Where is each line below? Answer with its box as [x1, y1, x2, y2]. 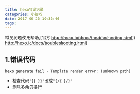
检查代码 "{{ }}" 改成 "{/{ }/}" [12, 78, 73, 84]
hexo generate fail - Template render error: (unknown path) [5, 69, 131, 74]
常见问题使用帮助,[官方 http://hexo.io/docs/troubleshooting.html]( [5, 35, 136, 40]
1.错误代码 [5, 56, 36, 64]
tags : [5, 20, 16, 26]
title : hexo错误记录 [5, 7, 44, 12]
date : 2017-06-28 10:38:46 [5, 16, 60, 21]
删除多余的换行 [12, 84, 42, 90]
